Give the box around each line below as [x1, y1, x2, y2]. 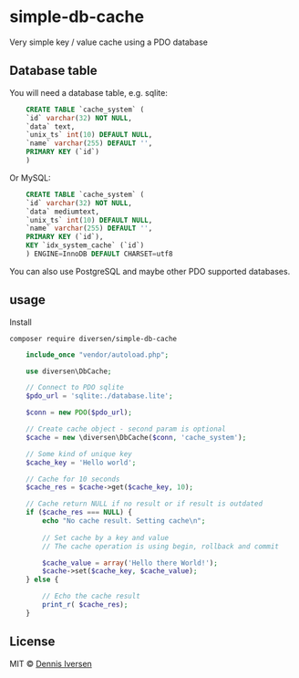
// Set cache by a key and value [42, 533, 170, 542]
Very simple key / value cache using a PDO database [9, 37, 208, 47]
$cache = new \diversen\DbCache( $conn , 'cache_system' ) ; [26, 433, 247, 442]
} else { [26, 575, 59, 585]
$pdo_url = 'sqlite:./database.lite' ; [26, 391, 173, 401]
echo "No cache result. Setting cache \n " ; [42, 516, 206, 526]
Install [9, 317, 32, 328]
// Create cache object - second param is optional [26, 424, 226, 434]
